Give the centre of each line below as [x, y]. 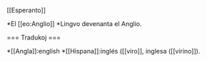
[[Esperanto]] [26, 10]
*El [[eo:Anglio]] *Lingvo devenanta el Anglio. [74, 24]
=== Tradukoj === [34, 37]
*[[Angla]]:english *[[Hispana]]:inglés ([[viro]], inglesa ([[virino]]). [103, 51]
